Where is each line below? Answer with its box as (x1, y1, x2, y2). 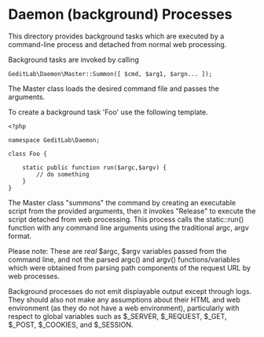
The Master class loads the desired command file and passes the (8, 84, 220, 93)
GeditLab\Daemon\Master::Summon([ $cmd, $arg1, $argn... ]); (8, 70, 213, 78)
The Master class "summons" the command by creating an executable (8, 197, 236, 207)
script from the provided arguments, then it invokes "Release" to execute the (8, 206, 256, 216)
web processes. (8, 271, 60, 281)
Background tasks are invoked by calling (8, 55, 139, 64)
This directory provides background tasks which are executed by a (8, 31, 225, 41)
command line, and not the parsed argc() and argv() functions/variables (8, 255, 240, 264)
